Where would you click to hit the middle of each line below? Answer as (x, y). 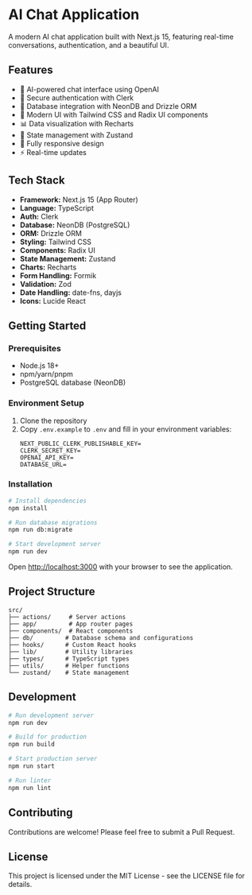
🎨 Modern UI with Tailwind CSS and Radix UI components (114, 114)
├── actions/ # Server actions (67, 617)
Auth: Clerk (39, 216)
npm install (28, 508)
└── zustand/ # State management (69, 672)
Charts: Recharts (48, 267)
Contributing (41, 813)
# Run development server (51, 715)
